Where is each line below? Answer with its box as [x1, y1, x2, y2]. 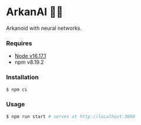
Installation [6, 73, 39, 81]
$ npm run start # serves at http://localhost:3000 [6, 113, 135, 119]
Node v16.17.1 [14, 53, 46, 60]
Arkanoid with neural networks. [6, 25, 82, 32]
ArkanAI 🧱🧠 [6, 5, 63, 19]
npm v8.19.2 [14, 58, 44, 66]
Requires [6, 39, 32, 47]
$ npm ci [6, 86, 28, 92]
